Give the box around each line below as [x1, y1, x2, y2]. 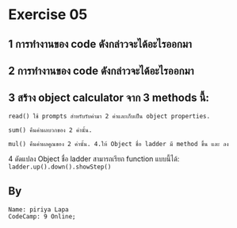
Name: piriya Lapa [8, 205, 69, 214]
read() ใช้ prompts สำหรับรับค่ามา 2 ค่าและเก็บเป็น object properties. [8, 112, 211, 120]
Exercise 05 [8, 6, 88, 24]
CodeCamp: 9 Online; [8, 212, 77, 220]
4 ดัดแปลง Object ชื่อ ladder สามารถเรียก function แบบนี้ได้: [8, 153, 180, 164]
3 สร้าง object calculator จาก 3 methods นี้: [8, 91, 210, 105]
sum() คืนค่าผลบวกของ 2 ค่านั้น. [8, 126, 93, 134]
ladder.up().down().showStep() [8, 163, 112, 171]
